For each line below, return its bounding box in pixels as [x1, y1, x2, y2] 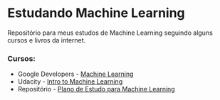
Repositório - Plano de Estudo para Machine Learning [17, 85, 176, 94]
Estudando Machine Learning [7, 5, 185, 21]
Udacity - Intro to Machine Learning [17, 77, 123, 86]
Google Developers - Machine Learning [17, 70, 134, 79]
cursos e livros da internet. [7, 35, 86, 44]
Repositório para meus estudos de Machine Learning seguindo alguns [7, 28, 214, 37]
